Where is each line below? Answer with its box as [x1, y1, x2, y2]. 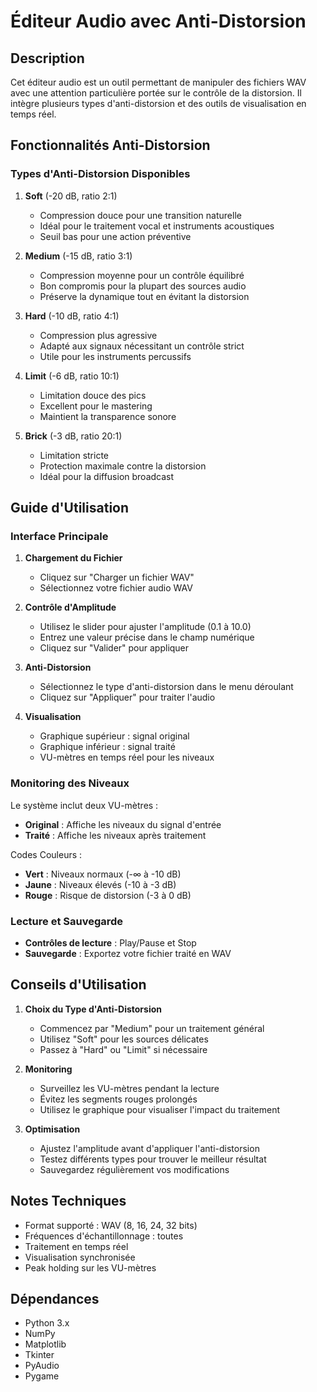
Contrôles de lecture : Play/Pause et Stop [24, 936, 197, 949]
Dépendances [10, 1290, 100, 1307]
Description [10, 50, 85, 67]
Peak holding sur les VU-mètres [24, 1261, 157, 1274]
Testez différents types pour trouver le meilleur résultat [39, 1153, 267, 1165]
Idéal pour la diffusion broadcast [39, 470, 175, 482]
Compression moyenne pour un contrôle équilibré [39, 269, 245, 281]
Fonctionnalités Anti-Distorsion [10, 137, 211, 154]
